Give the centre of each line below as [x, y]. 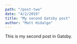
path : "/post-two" [23, 9]
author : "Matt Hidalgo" [29, 23]
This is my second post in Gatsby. [39, 36]
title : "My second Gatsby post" [38, 18]
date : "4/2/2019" [23, 14]
